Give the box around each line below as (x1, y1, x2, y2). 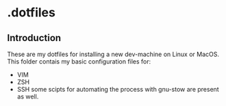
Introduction (7, 32, 62, 44)
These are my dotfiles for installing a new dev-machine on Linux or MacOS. (7, 50, 220, 58)
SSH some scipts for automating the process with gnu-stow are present (16, 85, 219, 93)
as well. (16, 92, 39, 101)
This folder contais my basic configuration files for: (7, 57, 151, 66)
